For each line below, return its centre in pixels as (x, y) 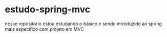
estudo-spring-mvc (48, 10)
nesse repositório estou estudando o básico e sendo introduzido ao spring (83, 24)
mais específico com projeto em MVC (44, 29)
